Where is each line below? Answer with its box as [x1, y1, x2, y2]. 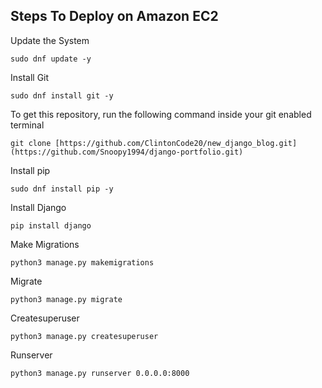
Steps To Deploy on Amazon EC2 [10, 8, 219, 25]
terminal [10, 119, 45, 131]
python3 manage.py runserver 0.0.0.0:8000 [10, 368, 190, 378]
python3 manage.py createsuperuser [10, 331, 159, 341]
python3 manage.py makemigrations [10, 257, 155, 268]
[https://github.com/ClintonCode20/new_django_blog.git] [54, 138, 298, 148]
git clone [10, 138, 52, 148]
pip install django [10, 220, 92, 231]
